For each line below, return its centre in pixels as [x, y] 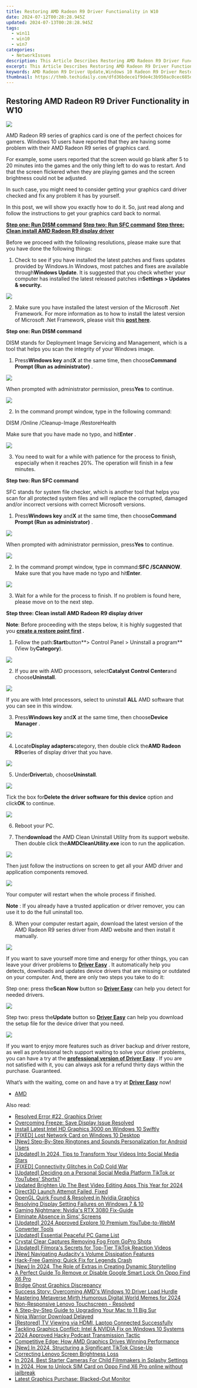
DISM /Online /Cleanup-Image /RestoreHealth [61, 423]
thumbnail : [19, 77]
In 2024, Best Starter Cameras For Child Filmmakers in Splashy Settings [101, 1360]
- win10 [21, 39]
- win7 [19, 45]
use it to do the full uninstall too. [45, 912]
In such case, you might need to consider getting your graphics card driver [96, 189]
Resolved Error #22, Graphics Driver [58, 1116]
